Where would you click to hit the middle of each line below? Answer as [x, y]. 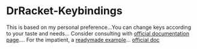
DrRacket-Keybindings [65, 11]
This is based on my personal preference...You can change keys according [98, 27]
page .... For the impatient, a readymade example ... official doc [83, 40]
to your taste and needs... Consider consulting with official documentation [98, 33]
